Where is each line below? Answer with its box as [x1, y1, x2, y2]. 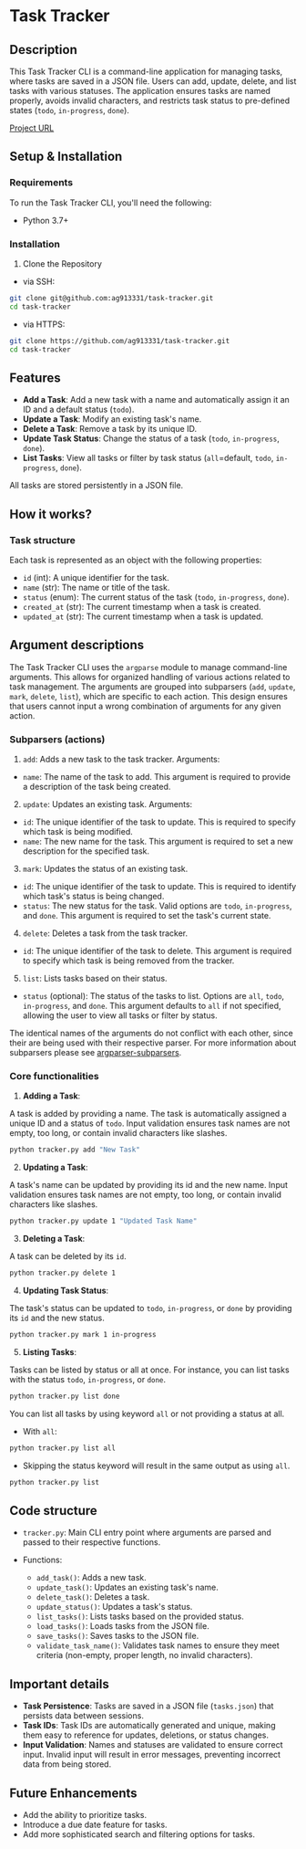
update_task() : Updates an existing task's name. [36, 1581, 219, 1593]
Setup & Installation [9, 149, 123, 164]
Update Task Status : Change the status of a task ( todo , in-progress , [22, 433, 280, 444]
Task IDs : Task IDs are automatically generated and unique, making [22, 1720, 276, 1731]
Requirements [9, 176, 74, 189]
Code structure [9, 1503, 97, 1518]
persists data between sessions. [22, 1710, 144, 1721]
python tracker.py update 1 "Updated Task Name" [9, 1216, 198, 1226]
